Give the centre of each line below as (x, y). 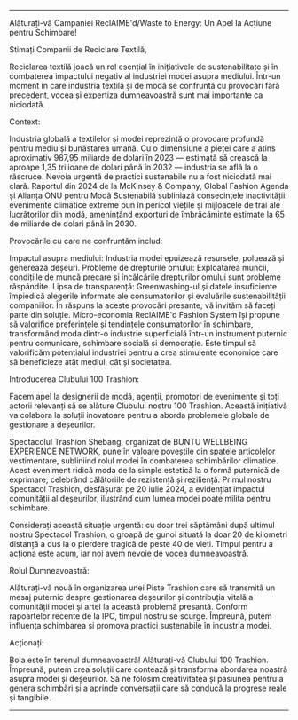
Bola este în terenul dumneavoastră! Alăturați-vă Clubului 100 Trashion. (139, 660)
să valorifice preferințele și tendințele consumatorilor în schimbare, (131, 324)
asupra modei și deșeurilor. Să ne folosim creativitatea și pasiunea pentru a (146, 679)
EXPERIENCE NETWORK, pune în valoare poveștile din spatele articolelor (142, 451)
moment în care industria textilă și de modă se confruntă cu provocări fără (145, 86)
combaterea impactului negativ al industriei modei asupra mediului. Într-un (145, 76)
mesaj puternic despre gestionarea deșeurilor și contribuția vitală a (131, 597)
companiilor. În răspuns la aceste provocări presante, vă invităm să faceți (143, 305)
